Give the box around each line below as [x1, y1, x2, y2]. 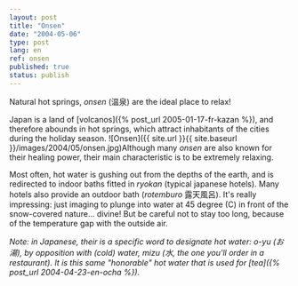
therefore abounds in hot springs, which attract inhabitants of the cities [9, 123, 270, 134]
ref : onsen [9, 54, 50, 63]
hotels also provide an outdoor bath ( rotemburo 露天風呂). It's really [9, 188, 257, 200]
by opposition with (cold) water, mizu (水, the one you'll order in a [24, 247, 265, 258]
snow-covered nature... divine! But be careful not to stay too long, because [9, 208, 285, 218]
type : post [9, 37, 50, 47]
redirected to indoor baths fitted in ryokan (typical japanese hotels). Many [9, 179, 280, 189]
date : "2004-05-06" [9, 29, 82, 38]
